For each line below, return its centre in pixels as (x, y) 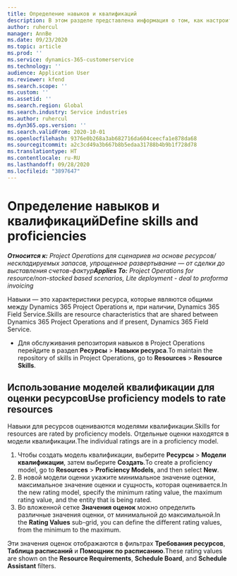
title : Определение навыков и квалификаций (72, 14)
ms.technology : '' (34, 66)
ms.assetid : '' (30, 99)
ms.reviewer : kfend (36, 79)
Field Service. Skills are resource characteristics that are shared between (113, 314)
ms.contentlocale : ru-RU (44, 158)
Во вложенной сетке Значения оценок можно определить (107, 508)
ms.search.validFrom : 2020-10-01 (56, 132)
